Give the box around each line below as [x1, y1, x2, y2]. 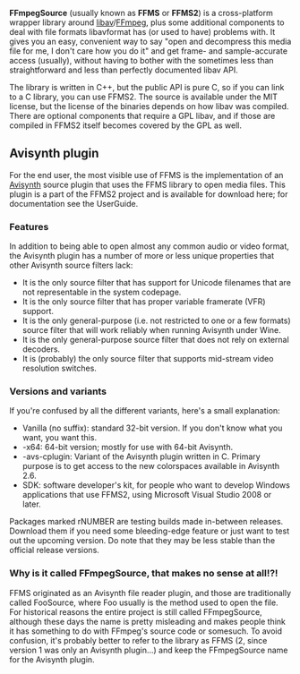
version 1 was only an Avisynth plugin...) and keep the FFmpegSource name [9, 644, 288, 655]
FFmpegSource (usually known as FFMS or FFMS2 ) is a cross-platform [9, 8, 273, 18]
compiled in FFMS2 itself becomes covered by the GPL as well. [9, 120, 242, 131]
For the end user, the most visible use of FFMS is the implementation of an [9, 169, 284, 180]
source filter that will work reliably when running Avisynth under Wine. [21, 325, 281, 336]
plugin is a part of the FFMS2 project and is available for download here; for [9, 188, 288, 200]
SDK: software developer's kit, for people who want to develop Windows [21, 480, 291, 491]
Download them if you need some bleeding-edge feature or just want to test [9, 525, 289, 536]
